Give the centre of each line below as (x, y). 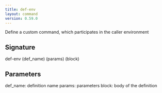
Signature (20, 47)
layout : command (21, 14)
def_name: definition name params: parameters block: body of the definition (81, 86)
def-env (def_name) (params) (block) (42, 59)
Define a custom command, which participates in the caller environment (77, 32)
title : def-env (20, 9)
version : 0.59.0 (21, 18)
